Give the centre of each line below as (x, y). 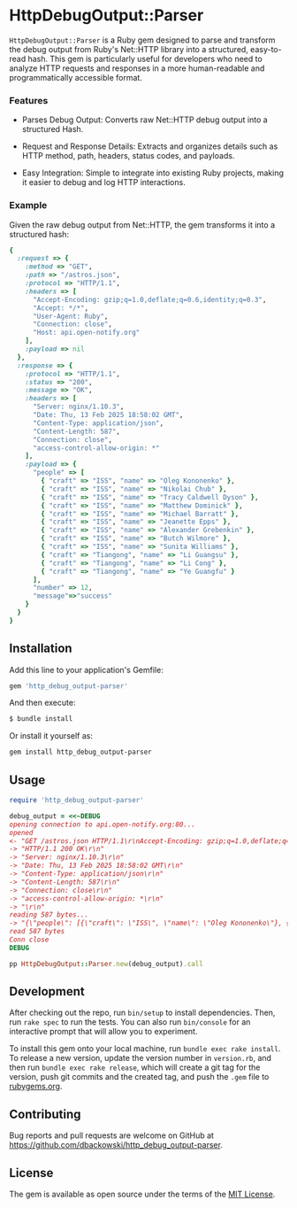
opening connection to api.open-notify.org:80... (103, 825)
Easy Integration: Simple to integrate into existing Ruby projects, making (153, 173)
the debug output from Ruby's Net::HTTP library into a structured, (129, 49)
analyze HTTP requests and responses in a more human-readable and (137, 68)
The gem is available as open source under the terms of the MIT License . (142, 1194)
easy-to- (266, 49)
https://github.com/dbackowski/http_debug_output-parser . (116, 1145)
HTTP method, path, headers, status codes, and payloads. (128, 156)
